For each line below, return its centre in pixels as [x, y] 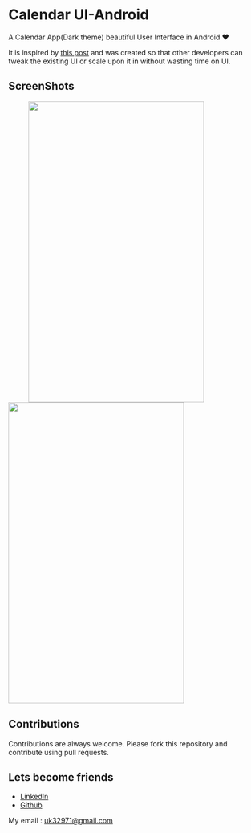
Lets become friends [61, 777]
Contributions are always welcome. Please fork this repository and [118, 743]
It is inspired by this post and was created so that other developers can [125, 52]
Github [31, 805]
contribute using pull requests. [59, 752]
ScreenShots [41, 86]
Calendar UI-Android [79, 15]
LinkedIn [34, 797]
